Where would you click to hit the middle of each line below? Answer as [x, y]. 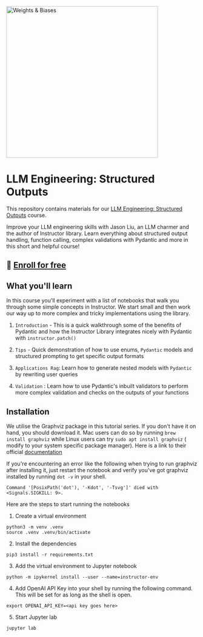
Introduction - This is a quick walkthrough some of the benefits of [98, 325]
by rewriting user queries [46, 375]
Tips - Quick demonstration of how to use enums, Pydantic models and [104, 350]
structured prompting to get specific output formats [79, 356]
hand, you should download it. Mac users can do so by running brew [91, 432]
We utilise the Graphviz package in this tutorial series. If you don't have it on [101, 426]
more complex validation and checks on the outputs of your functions [102, 393]
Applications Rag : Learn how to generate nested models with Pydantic [103, 368]
